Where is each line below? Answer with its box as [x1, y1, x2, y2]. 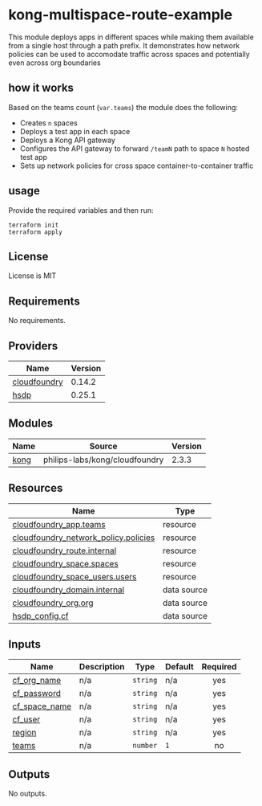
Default [165, 661, 194, 673]
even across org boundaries [8, 58, 102, 68]
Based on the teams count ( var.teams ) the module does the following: [8, 102, 239, 112]
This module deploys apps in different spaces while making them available [8, 32, 254, 42]
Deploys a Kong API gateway [19, 135, 116, 145]
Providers [8, 339, 58, 353]
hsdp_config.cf [12, 610, 69, 621]
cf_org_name [12, 675, 62, 686]
